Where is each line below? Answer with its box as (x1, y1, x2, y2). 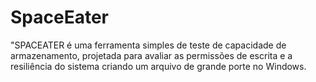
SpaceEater (10, 6, 109, 29)
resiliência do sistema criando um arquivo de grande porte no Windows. (10, 60, 307, 72)
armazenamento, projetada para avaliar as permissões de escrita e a (10, 49, 293, 61)
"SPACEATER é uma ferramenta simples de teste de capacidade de (10, 39, 287, 51)
